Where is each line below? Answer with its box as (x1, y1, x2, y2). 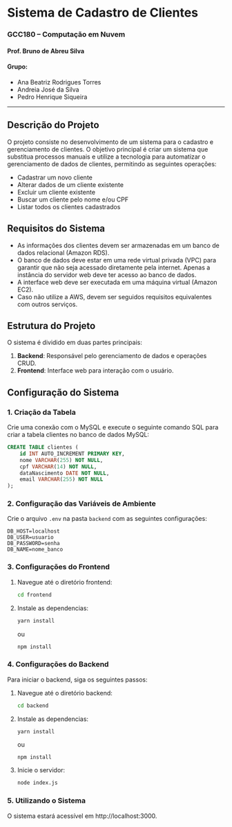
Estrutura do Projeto (7, 320, 96, 332)
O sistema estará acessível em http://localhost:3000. (7, 812, 157, 820)
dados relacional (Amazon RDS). (17, 248, 110, 257)
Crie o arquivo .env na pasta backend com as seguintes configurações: (7, 515, 207, 523)
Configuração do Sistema (7, 386, 119, 398)
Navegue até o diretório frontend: (17, 578, 113, 586)
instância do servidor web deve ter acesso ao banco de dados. (17, 270, 197, 278)
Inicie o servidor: (17, 766, 66, 774)
